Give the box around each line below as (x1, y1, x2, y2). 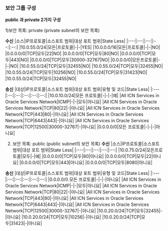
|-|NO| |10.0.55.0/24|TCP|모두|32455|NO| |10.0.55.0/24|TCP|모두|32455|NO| (5, 63, 163, 69)
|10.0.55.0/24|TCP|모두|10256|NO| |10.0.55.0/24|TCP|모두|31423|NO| (5, 69, 147, 76)
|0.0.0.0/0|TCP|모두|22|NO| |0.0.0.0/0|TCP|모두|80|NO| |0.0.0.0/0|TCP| (5, 51, 152, 57)
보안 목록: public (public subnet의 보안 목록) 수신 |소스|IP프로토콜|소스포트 (12, 141, 160, 147)
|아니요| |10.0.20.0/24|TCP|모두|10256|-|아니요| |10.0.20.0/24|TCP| (5, 214, 141, 220)
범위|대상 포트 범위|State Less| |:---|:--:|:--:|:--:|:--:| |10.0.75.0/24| (12, 147, 147, 153)
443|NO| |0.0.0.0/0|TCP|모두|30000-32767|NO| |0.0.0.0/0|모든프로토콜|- (11, 57, 160, 63)
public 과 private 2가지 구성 (5, 17, 61, 23)
